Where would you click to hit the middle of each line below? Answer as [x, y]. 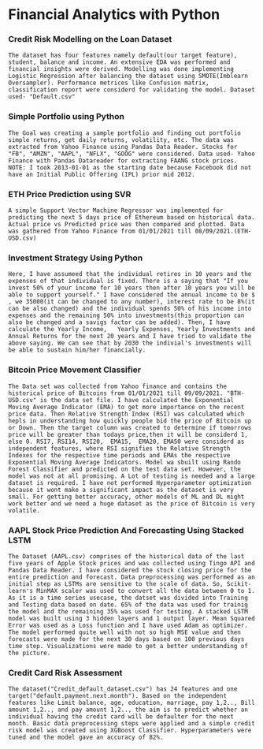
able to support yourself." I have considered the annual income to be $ [132, 295]
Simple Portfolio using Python [66, 117]
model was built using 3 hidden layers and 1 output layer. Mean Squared [132, 618]
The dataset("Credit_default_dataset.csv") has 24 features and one [123, 689]
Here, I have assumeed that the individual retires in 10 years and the [130, 274]
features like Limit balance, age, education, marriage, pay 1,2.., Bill [132, 703]
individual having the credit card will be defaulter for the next [121, 717]
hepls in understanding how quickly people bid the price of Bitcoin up [130, 421]
